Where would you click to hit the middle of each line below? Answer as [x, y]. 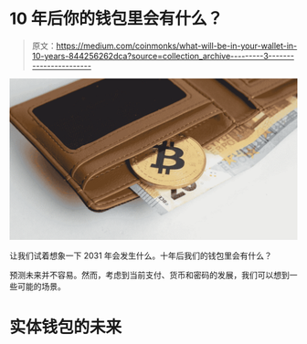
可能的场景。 [41, 287]
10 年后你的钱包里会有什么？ [116, 19]
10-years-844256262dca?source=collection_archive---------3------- [163, 56]
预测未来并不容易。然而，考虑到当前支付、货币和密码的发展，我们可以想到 [149, 276]
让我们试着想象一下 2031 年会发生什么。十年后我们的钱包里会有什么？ [141, 255]
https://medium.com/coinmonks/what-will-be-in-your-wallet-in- [177, 46]
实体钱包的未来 [66, 327]
